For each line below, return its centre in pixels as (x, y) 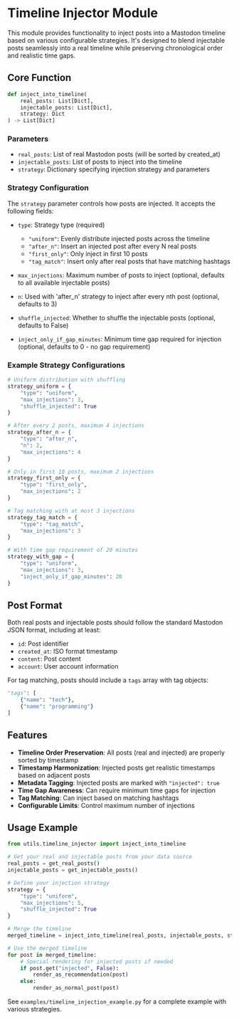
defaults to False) (43, 325)
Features (27, 735)
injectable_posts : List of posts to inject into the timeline (100, 162)
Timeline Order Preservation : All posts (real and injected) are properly (121, 753)
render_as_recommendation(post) (81, 975)
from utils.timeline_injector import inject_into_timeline (97, 844)
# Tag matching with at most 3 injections (71, 511)
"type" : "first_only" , (54, 485)
